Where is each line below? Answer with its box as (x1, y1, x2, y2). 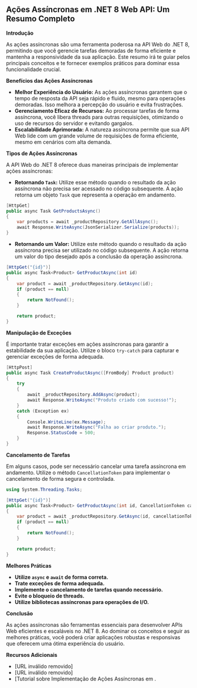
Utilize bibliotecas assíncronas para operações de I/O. (14, 598, 150, 605)
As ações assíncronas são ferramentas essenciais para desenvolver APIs (6, 621, 183, 628)
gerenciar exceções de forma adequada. (6, 353, 104, 360)
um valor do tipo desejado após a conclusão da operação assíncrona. (14, 253, 183, 260)
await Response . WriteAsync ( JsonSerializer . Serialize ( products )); (16, 224, 180, 231)
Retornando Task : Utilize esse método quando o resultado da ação (14, 178, 176, 186)
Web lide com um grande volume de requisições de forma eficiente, (14, 132, 179, 139)
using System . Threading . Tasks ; (6, 487, 83, 493)
